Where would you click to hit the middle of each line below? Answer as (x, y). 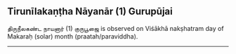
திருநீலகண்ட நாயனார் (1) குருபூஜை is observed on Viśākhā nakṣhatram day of (116, 28)
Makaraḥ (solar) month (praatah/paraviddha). (73, 36)
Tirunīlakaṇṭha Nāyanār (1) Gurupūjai (90, 12)
